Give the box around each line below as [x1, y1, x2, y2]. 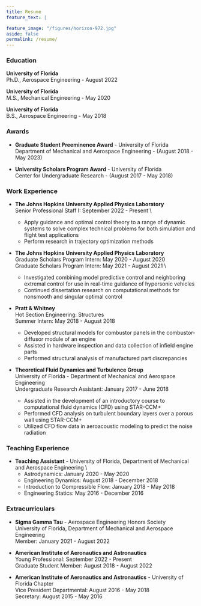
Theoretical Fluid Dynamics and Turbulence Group [14, 366, 144, 373]
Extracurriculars [6, 504, 55, 513]
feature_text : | [6, 14, 47, 20]
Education [6, 57, 37, 65]
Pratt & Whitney [14, 305, 56, 312]
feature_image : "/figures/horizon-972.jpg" [6, 25, 117, 31]
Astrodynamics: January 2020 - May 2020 [23, 470, 130, 478]
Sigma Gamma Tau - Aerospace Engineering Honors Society [14, 518, 166, 525]
